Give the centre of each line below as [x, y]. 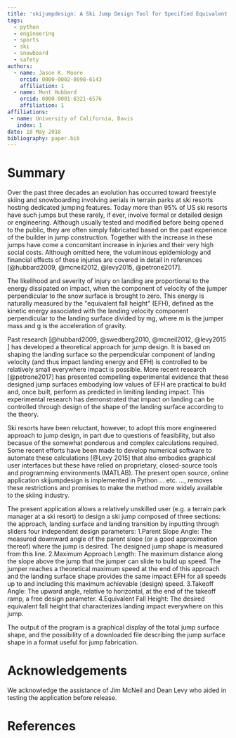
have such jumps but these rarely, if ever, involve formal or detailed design [115, 215]
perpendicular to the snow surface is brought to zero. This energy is [106, 296]
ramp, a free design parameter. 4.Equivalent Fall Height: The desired [106, 599]
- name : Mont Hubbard [45, 92]
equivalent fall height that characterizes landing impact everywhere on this [115, 606]
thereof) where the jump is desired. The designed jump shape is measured [115, 546]
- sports [26, 40]
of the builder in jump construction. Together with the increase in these [110, 237]
